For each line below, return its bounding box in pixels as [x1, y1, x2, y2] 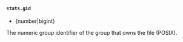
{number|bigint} [15, 17, 56, 25]
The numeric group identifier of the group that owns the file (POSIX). [6, 29, 178, 37]
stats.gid [6, 5, 32, 11]
